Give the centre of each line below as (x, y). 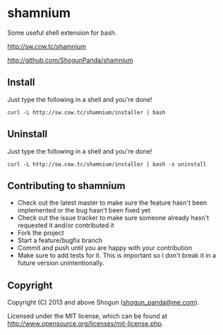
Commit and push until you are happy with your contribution (105, 248)
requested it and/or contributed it (66, 225)
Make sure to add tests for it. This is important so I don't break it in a (117, 256)
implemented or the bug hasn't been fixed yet (84, 210)
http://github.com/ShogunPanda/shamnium (70, 60)
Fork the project (41, 233)
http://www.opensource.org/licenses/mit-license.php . (85, 324)
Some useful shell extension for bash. (62, 33)
